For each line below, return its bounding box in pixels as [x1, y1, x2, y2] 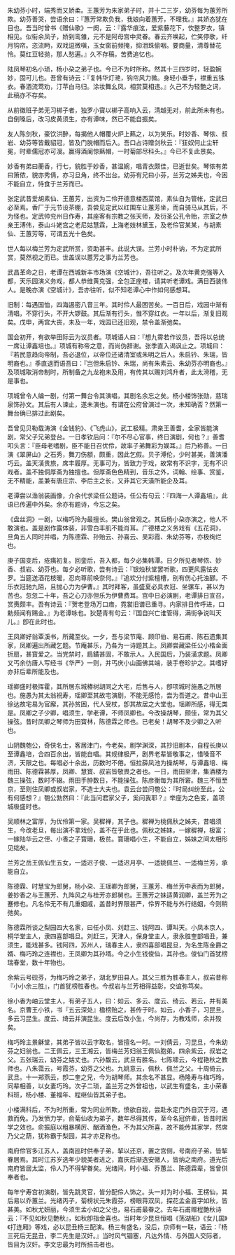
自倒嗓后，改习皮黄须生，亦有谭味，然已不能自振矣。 [7, 115, 161, 123]
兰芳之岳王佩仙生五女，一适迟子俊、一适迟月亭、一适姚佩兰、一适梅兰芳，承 [7, 858, 228, 867]
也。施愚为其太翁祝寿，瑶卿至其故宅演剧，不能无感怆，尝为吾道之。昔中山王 [7, 691, 228, 699]
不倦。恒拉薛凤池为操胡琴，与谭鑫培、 [111, 759, 222, 767]
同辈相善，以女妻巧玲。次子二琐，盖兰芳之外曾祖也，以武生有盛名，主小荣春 [7, 1082, 228, 1090]
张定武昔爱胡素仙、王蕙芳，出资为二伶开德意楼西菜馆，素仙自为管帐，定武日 [7, 195, 228, 203]
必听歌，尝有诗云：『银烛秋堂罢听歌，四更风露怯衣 [74, 565, 219, 573]
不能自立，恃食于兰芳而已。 [7, 179, 87, 188]
